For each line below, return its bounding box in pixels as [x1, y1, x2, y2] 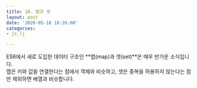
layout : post [6, 14, 39, 20]
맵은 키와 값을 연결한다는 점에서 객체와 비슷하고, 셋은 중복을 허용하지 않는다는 [6, 68, 185, 75]
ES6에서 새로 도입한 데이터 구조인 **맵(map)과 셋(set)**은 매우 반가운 [6, 53, 169, 60]
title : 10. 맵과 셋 [6, 8, 50, 15]
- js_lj [6, 31, 26, 37]
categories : [6, 25, 36, 32]
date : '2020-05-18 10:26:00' [6, 20, 78, 26]
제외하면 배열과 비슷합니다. [12, 76, 75, 83]
